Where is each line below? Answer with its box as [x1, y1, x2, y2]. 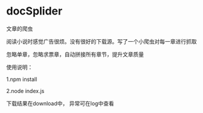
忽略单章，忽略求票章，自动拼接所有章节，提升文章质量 [6, 50, 144, 58]
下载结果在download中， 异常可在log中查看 [6, 100, 115, 107]
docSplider [6, 4, 63, 18]
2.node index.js [6, 87, 45, 94]
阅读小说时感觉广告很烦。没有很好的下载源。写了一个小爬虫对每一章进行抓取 [6, 37, 197, 45]
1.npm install [6, 76, 37, 83]
